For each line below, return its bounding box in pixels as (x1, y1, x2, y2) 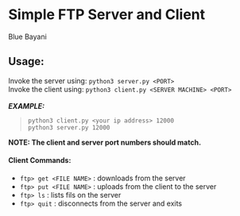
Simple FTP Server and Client (8, 6, 205, 24)
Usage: (8, 55, 45, 68)
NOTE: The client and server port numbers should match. (8, 137, 201, 147)
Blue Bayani (8, 32, 48, 41)
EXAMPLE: (8, 101, 45, 110)
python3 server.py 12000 (27, 123, 110, 132)
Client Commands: (8, 156, 72, 165)
